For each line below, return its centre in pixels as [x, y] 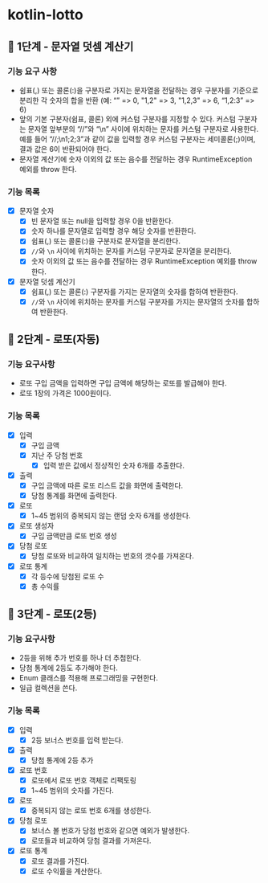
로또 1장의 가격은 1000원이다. [65, 393]
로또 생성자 [37, 526]
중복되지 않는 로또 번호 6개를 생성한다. [91, 811]
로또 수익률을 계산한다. [67, 871]
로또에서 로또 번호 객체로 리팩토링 [84, 780]
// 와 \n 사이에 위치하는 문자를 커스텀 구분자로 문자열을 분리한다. [131, 251]
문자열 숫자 [37, 211]
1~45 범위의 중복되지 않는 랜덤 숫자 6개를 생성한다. [111, 516]
